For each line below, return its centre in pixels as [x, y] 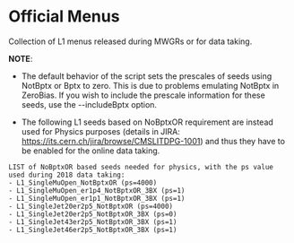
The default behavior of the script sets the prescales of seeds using [147, 76]
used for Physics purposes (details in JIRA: [101, 131]
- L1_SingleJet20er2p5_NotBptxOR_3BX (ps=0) [93, 214]
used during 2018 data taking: [67, 175]
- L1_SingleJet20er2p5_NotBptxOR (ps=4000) [91, 206]
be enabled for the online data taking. [91, 151]
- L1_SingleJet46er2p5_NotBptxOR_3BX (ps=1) [93, 230]
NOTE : [21, 58]
